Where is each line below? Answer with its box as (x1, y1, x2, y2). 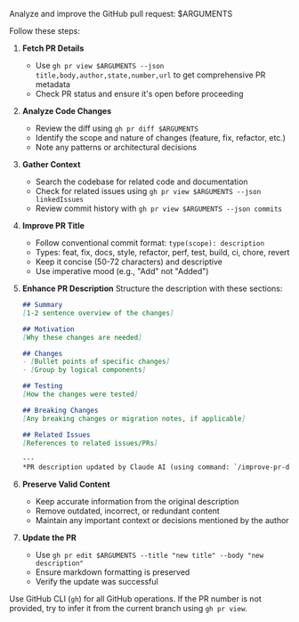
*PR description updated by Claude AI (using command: (21, 463, 230, 472)
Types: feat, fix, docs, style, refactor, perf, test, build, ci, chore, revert (35, 247, 290, 257)
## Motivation (21, 325, 75, 334)
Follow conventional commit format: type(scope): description (35, 238, 265, 248)
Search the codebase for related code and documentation (35, 176, 248, 187)
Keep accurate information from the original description (35, 497, 239, 507)
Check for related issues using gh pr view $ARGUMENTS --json (35, 186, 262, 196)
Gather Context (21, 159, 81, 169)
